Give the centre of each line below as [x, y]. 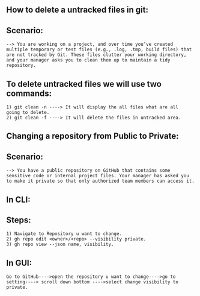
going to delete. [28, 113]
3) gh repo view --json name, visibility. [60, 244]
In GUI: [19, 263]
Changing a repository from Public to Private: [92, 136]
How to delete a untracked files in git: [77, 10]
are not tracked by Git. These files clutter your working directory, [96, 55]
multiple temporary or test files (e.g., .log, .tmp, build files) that [99, 50]
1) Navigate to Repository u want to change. [64, 234]
